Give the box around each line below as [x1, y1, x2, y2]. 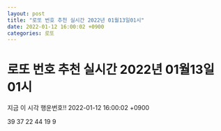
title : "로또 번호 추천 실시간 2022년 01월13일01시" [7, 17, 145, 24]
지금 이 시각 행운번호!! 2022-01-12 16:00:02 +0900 [7, 104, 150, 112]
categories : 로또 [7, 29, 54, 37]
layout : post [7, 10, 45, 17]
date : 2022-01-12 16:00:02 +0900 [7, 23, 105, 30]
